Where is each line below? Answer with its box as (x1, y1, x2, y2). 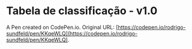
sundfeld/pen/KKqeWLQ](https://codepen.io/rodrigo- (6, 30, 138, 37)
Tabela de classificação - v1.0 (6, 4, 158, 18)
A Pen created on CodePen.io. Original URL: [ (6, 24, 118, 31)
